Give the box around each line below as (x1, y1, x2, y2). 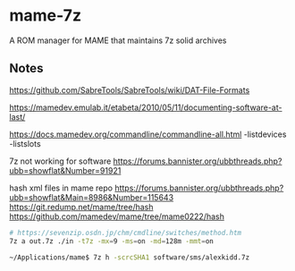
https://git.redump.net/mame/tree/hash (9, 201, 154, 212)
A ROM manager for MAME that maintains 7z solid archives (9, 35, 227, 46)
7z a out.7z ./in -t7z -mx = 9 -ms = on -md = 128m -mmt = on (9, 236, 215, 246)
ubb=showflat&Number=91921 (9, 165, 122, 175)
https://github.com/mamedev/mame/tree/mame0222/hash (9, 211, 225, 222)
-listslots (9, 138, 42, 148)
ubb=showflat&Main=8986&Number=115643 (9, 191, 174, 202)
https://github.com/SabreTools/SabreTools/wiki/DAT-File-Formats (9, 84, 250, 95)
